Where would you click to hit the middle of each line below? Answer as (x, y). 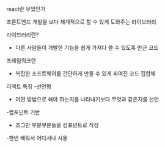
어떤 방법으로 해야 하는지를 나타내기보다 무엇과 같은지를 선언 (87, 99)
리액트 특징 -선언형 (29, 86)
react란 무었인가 (26, 9)
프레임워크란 (21, 60)
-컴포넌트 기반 (23, 112)
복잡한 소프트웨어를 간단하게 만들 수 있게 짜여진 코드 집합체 (85, 73)
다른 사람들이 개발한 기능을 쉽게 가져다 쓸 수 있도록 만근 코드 (87, 48)
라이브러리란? (23, 35)
